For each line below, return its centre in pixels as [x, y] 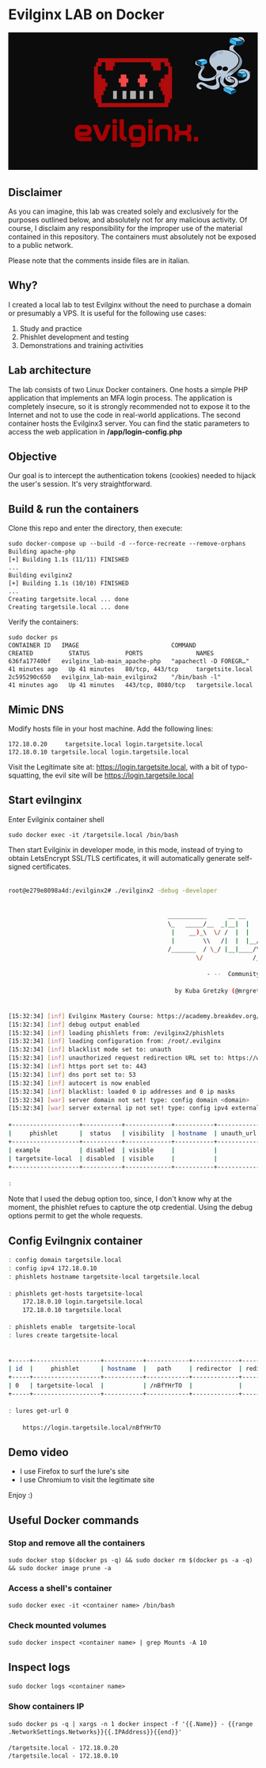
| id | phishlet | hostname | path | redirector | [125, 1369]
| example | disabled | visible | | [113, 1150]
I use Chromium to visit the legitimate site [87, 1480]
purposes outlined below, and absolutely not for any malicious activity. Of [128, 219]
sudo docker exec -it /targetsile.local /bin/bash [93, 835]
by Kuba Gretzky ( [205, 991]
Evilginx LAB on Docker [86, 15]
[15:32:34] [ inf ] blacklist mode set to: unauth [90, 1050]
